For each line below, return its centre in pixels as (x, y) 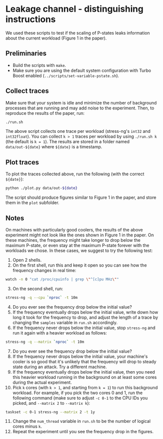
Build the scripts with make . (39, 65)
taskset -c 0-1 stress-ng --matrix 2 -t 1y (50, 412)
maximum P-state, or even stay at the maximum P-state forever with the (78, 245)
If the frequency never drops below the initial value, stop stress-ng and (84, 328)
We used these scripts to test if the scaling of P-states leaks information (78, 33)
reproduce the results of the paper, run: (45, 113)
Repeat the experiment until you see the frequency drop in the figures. (83, 432)
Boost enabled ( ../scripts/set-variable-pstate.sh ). (66, 75)
